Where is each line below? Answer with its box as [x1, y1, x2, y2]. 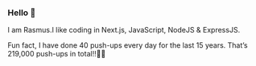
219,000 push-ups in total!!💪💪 [7, 49, 106, 59]
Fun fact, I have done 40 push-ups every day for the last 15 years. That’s [7, 41, 248, 50]
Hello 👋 [7, 7, 36, 18]
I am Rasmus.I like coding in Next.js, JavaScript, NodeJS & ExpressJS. [7, 25, 241, 35]
